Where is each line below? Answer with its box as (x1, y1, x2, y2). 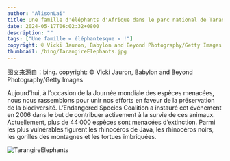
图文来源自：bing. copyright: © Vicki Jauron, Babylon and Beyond (7, 68, 193, 76)
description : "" (7, 29, 53, 36)
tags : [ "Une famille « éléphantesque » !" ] (7, 36, 133, 42)
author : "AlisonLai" (7, 10, 66, 17)
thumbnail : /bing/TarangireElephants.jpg (7, 49, 127, 55)
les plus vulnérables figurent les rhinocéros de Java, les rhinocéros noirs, (7, 125, 214, 134)
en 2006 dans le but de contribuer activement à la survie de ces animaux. (7, 110, 216, 119)
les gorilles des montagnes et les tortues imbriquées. (7, 132, 157, 140)
